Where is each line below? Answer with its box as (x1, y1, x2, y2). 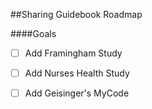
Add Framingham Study (24, 47, 123, 59)
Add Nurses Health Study (24, 67, 130, 79)
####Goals (10, 28, 57, 39)
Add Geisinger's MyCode (24, 87, 130, 99)
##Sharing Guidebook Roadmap (10, 9, 143, 20)
